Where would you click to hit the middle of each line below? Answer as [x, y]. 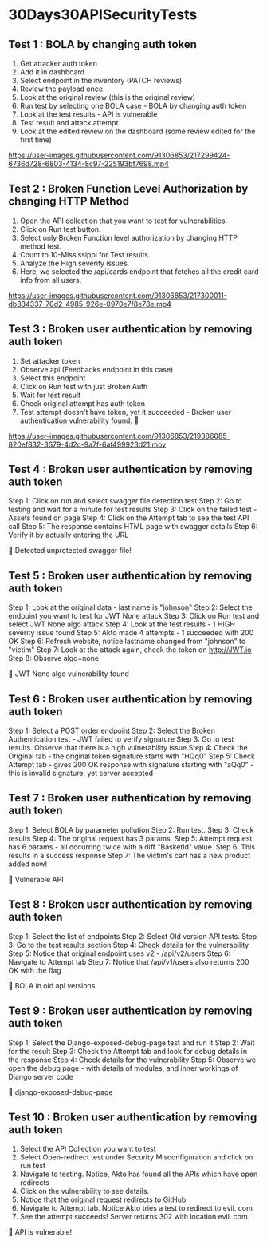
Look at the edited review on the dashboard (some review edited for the [137, 131]
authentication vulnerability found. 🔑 [79, 420]
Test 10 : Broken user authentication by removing [133, 1117]
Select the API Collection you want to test [88, 1149]
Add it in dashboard [52, 72]
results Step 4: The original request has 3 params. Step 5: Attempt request [130, 838]
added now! [28, 864]
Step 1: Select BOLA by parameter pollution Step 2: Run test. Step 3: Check [131, 829]
